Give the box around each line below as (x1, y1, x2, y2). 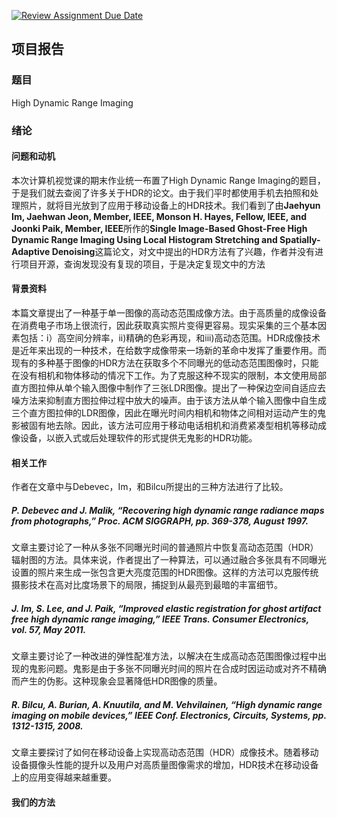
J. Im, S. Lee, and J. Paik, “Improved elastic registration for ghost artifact (11, 602, 322, 614)
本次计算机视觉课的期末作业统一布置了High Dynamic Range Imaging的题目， (11, 174, 326, 186)
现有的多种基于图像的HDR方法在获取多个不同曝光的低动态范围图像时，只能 (11, 357, 319, 369)
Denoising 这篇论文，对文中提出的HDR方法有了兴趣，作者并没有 (51, 245, 315, 257)
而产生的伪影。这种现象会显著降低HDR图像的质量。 (11, 675, 223, 687)
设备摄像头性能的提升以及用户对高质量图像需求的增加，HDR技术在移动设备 (11, 759, 319, 771)
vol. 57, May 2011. (11, 623, 87, 635)
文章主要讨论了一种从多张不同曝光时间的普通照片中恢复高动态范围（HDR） (11, 541, 319, 554)
